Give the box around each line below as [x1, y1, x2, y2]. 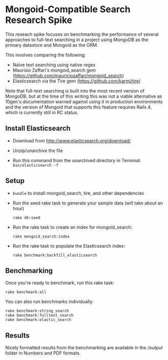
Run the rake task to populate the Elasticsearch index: [12, 243, 125, 249]
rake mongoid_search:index [12, 234, 70, 239]
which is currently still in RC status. [5, 109, 79, 115]
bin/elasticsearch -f [12, 163, 58, 168]
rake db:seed [12, 215, 41, 220]
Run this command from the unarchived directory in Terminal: [12, 157, 141, 163]
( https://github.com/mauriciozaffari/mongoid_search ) [12, 72, 124, 78]
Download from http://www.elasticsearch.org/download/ [12, 137, 131, 143]
